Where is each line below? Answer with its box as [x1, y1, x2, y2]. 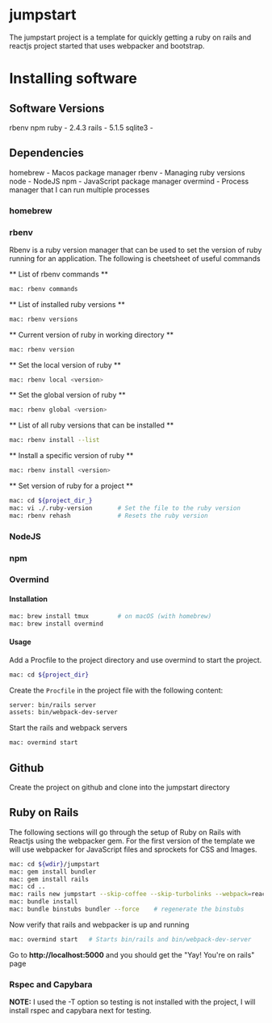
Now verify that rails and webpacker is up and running [9, 920, 190, 929]
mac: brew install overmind [9, 620, 104, 628]
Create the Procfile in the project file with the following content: [9, 685, 224, 695]
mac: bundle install [9, 898, 79, 906]
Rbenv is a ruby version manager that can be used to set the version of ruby [9, 245, 262, 255]
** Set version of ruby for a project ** [9, 481, 134, 490]
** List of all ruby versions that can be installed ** [9, 420, 174, 430]
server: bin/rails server [9, 701, 96, 709]
